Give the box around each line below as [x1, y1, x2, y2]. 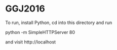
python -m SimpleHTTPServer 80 [5, 29, 75, 35]
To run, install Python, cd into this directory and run [5, 19, 112, 25]
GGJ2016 [5, 3, 46, 14]
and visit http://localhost [5, 38, 56, 45]
